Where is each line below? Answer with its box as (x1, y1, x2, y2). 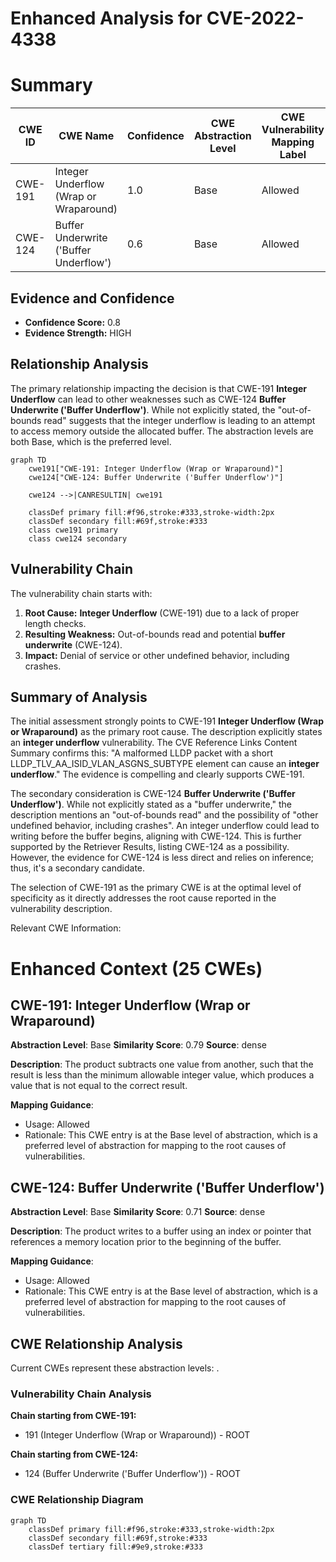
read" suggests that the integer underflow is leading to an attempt (43, 414, 316, 426)
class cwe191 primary (28, 525, 118, 535)
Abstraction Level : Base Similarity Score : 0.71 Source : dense (10, 1206, 266, 1218)
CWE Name (58, 129, 115, 143)
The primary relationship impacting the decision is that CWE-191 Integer (10, 382, 308, 394)
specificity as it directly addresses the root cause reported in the (10, 892, 277, 904)
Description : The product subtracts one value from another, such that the (10, 1058, 314, 1071)
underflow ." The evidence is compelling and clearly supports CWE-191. (10, 768, 305, 781)
